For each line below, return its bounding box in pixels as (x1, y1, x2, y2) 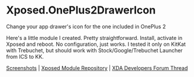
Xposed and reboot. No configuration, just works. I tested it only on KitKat (6, 41, 186, 48)
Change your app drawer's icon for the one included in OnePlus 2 (6, 23, 166, 30)
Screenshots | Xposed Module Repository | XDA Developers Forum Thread (6, 64, 188, 71)
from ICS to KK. (6, 53, 44, 60)
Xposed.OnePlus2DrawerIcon (6, 4, 156, 17)
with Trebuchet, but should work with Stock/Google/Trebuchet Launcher (6, 46, 183, 53)
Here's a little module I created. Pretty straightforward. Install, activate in (6, 34, 183, 41)
